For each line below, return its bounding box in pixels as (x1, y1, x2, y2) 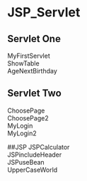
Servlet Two (7, 87, 62, 100)
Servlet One (7, 33, 62, 45)
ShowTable (7, 59, 40, 68)
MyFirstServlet (7, 51, 51, 60)
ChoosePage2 (7, 113, 49, 122)
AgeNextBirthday (7, 67, 58, 75)
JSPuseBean (7, 157, 45, 166)
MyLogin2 (7, 129, 37, 138)
